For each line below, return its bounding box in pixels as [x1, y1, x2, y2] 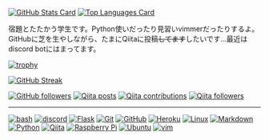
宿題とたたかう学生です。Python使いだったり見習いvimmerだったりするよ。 [8, 24, 259, 34]
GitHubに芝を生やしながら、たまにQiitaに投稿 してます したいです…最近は [8, 34, 248, 43]
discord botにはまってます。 [8, 44, 101, 54]
